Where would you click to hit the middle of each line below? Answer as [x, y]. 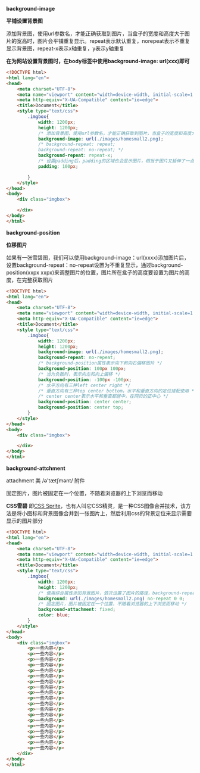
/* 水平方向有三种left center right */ [84, 385]
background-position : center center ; [85, 402]
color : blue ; [54, 615]
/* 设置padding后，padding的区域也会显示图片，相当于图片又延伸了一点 [116, 161]
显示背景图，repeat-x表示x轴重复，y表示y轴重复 [65, 48]
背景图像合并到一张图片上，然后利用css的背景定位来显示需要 [117, 513]
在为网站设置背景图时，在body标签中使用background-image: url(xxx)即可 [98, 61]
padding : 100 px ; [58, 166]
